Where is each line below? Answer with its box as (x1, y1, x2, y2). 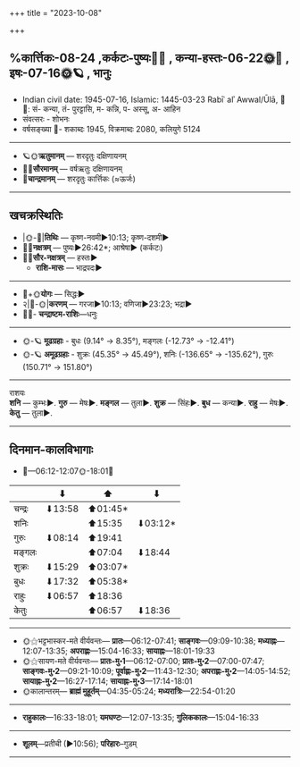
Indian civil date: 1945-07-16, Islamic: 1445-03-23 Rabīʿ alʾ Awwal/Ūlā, (21, 94, 279, 105)
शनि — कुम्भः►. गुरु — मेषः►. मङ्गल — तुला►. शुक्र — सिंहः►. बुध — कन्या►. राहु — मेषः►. (9, 397, 288, 408)
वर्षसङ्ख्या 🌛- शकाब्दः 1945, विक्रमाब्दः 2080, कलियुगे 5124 (21, 123, 201, 134)
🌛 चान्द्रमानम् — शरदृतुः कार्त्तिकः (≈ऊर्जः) (21, 173, 137, 184)
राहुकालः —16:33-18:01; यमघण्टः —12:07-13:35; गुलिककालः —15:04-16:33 (21, 712, 260, 723)
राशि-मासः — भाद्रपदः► (35, 262, 103, 273)
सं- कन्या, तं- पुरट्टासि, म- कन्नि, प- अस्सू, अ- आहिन (31, 103, 181, 114)
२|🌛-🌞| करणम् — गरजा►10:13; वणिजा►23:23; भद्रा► (21, 299, 193, 309)
